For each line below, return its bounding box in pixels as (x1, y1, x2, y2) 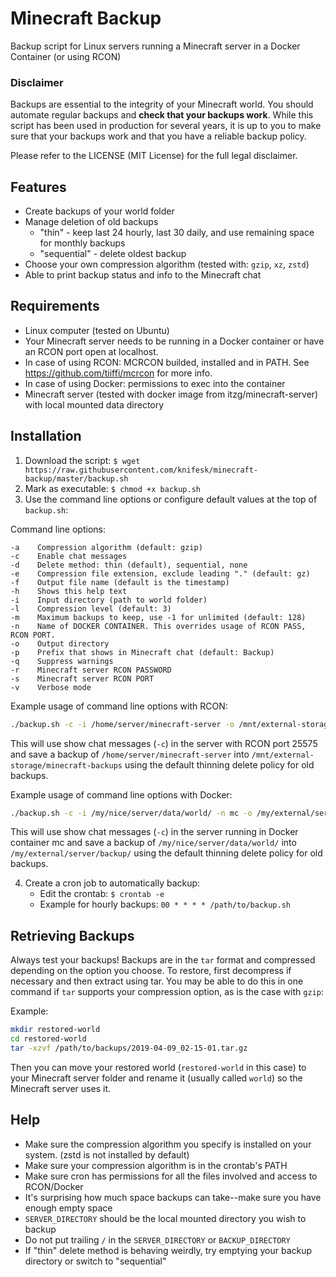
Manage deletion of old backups (24, 216, 159, 228)
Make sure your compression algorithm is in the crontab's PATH (24, 1159, 288, 1171)
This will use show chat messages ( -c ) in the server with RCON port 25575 (10, 737, 318, 749)
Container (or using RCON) (10, 50, 122, 62)
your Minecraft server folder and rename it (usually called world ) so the (10, 1072, 303, 1084)
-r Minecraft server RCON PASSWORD (10, 665, 172, 675)
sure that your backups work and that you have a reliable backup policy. (10, 130, 307, 142)
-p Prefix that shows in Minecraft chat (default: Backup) (10, 647, 275, 657)
